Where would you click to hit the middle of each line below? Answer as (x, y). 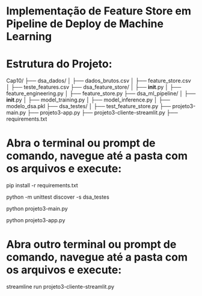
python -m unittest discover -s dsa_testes (58, 197)
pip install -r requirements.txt (42, 186)
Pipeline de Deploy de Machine (85, 24)
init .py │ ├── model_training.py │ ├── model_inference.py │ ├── (88, 100)
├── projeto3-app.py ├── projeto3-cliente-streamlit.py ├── (103, 113)
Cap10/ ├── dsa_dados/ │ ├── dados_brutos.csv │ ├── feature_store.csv (99, 81)
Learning (29, 37)
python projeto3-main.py (37, 209)
